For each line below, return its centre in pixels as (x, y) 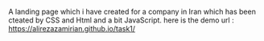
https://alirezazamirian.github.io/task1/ (72, 29)
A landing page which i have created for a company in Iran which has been (132, 12)
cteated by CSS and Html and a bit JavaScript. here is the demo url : (122, 20)
